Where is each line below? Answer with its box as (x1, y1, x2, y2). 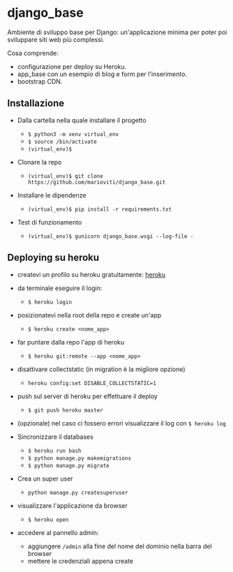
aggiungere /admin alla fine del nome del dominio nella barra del (27, 542, 212, 550)
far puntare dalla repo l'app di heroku (17, 338, 124, 346)
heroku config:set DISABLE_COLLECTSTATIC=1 (27, 379, 157, 386)
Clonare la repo (17, 158, 62, 166)
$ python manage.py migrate (27, 462, 110, 469)
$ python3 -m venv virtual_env (27, 130, 119, 137)
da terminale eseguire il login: (17, 284, 103, 292)
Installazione (7, 98, 65, 110)
